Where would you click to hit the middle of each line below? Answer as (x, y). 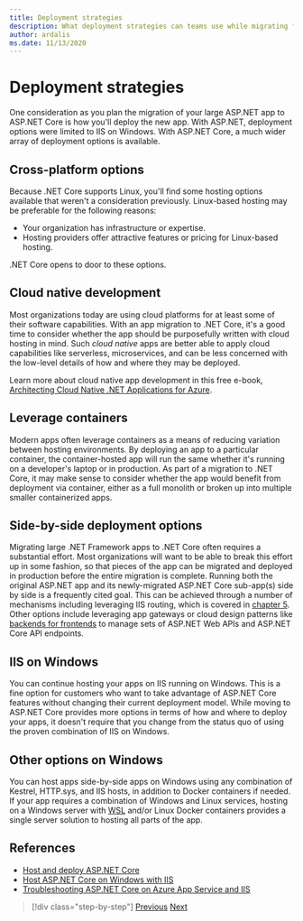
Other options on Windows (87, 760)
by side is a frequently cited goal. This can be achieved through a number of (151, 595)
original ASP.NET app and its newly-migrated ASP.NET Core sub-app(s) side (151, 585)
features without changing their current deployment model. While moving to (150, 703)
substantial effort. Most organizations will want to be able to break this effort (151, 557)
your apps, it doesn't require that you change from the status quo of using (147, 722)
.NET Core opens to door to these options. (88, 264)
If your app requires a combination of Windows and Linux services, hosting (149, 801)
